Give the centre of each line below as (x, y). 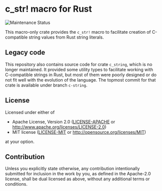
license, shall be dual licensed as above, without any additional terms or (78, 179)
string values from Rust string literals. (66, 37)
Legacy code (25, 53)
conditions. (16, 184)
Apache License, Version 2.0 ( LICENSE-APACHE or (64, 122)
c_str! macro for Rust (48, 9)
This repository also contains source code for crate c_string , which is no (79, 64)
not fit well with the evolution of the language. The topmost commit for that (81, 80)
